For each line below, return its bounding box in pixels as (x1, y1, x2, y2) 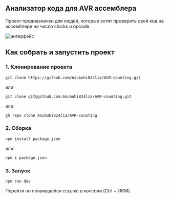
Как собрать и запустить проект (5, 48, 115, 57)
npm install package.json (5, 136, 60, 142)
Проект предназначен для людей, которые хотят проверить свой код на (5, 17, 164, 24)
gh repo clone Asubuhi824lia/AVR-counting (5, 113, 97, 118)
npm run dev (5, 179, 31, 184)
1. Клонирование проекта (5, 64, 73, 71)
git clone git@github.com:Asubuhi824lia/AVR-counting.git (5, 94, 132, 99)
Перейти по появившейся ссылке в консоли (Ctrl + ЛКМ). (5, 188, 132, 194)
